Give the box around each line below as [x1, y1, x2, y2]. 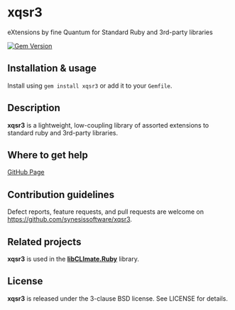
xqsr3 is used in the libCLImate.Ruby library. [7, 254, 140, 263]
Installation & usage [7, 62, 97, 75]
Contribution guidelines [7, 188, 115, 200]
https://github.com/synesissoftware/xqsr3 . [7, 215, 133, 224]
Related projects [7, 236, 82, 248]
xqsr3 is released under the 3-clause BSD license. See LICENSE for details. [7, 294, 229, 303]
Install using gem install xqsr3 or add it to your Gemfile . [7, 81, 173, 90]
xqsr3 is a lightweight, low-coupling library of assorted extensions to [7, 120, 209, 129]
